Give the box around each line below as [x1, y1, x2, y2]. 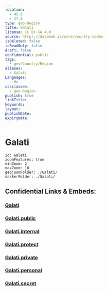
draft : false [5, 48, 32, 53]
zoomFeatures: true [5, 157, 45, 162]
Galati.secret [5, 280, 36, 287]
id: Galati [5, 153, 27, 158]
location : [5, 7, 25, 12]
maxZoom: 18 [5, 165, 29, 170]
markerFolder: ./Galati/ [5, 174, 55, 179]
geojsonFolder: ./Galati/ [5, 170, 57, 175]
